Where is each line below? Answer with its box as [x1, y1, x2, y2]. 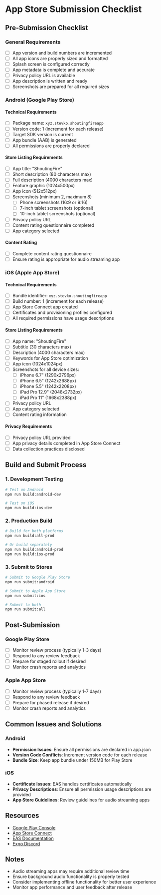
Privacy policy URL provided [12, 434, 71, 440]
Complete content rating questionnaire [12, 250, 92, 256]
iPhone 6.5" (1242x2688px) [19, 378, 76, 384]
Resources [5, 811, 39, 820]
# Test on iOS [5, 501, 35, 506]
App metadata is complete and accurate [12, 67, 95, 73]
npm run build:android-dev [5, 492, 61, 497]
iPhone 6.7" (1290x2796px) [19, 372, 76, 378]
